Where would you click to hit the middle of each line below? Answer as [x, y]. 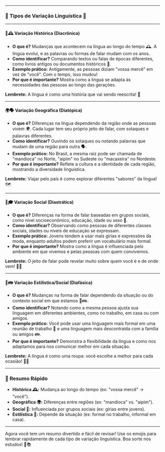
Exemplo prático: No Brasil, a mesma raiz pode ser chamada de [77, 153]
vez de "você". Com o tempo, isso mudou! [55, 74]
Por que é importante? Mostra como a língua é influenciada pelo [78, 246]
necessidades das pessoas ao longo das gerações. [64, 85]
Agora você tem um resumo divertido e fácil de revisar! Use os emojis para [81, 434]
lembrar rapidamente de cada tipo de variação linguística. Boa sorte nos [78, 439]
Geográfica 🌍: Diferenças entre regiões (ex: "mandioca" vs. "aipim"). [83, 402]
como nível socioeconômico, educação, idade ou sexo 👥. [70, 220]
